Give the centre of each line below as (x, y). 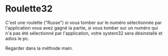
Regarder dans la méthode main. (39, 48)
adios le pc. (17, 38)
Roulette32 (29, 9)
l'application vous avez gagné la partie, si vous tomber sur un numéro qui (82, 27)
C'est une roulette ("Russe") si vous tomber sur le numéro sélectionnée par (83, 22)
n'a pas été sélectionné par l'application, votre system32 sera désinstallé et (84, 33)
